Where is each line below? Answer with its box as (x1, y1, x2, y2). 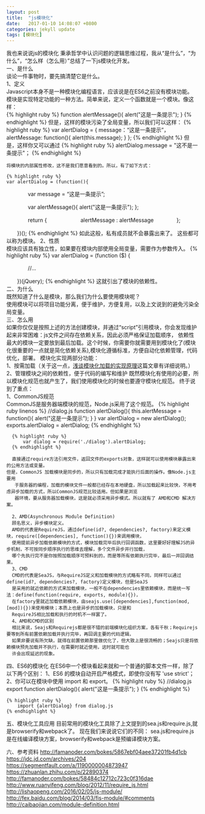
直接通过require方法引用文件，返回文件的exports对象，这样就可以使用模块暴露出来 (12, 456, 196, 463)
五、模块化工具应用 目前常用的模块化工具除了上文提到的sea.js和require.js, (6, 720, 193, 727)
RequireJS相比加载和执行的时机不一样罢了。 (12, 612, 110, 618)
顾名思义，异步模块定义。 (12, 520, 67, 526)
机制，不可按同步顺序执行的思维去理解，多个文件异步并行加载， (10, 546, 148, 553)
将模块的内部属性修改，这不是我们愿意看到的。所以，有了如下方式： (6, 163, 152, 169)
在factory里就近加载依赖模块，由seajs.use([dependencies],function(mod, (12, 598, 190, 605)
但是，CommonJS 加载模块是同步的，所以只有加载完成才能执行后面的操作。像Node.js (6, 469, 192, 475)
